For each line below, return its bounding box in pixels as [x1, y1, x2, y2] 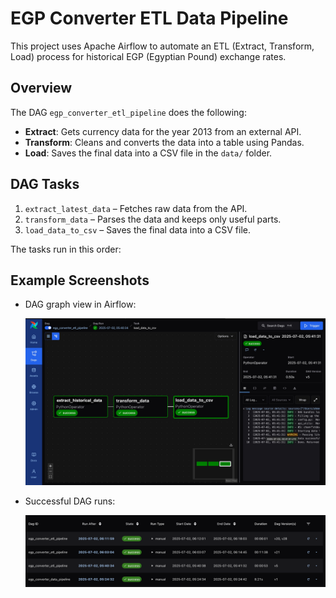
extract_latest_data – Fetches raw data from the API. [24, 202, 248, 214]
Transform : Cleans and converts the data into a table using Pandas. [24, 136, 305, 148]
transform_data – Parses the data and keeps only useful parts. [24, 213, 282, 225]
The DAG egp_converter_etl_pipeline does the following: [10, 106, 247, 118]
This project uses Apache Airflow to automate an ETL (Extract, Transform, [10, 40, 315, 52]
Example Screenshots [10, 272, 150, 289]
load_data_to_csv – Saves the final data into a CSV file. [24, 223, 252, 236]
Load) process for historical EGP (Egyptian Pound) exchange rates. [10, 50, 287, 62]
